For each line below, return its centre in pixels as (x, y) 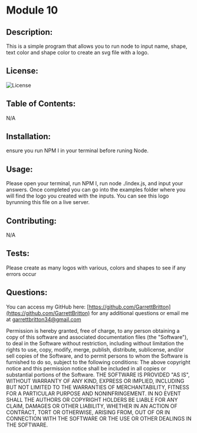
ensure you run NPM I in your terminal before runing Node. (78, 150)
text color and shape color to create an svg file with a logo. (78, 53)
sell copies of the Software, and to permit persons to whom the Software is (97, 356)
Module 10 (32, 10)
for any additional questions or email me (140, 313)
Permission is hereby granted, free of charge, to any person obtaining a (93, 330)
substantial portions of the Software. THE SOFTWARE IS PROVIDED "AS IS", (98, 375)
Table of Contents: (41, 104)
